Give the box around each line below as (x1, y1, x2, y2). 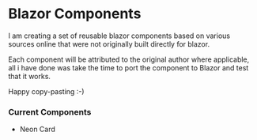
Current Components (8, 106, 92, 117)
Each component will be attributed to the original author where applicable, (8, 55, 250, 64)
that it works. (8, 71, 51, 81)
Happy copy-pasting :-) (8, 86, 85, 96)
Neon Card (19, 124, 55, 134)
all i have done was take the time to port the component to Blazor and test (8, 62, 249, 72)
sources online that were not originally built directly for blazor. (8, 39, 210, 48)
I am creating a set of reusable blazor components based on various (8, 31, 231, 40)
